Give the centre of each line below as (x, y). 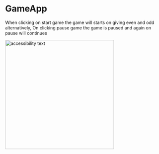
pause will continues (26, 33)
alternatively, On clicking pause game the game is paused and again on (78, 27)
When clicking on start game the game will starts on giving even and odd (80, 22)
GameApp (26, 9)
